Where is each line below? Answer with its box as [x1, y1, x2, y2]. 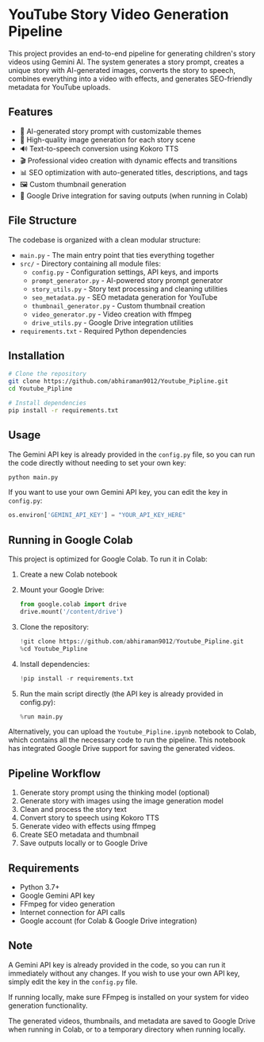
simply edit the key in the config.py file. [8, 977, 138, 986]
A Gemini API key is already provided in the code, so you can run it [8, 960, 226, 969]
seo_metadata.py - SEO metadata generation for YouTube [31, 292, 218, 302]
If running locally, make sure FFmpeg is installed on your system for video [8, 992, 250, 1002]
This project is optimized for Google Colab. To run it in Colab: [8, 554, 208, 564]
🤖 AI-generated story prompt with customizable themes [19, 126, 202, 136]
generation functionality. [8, 1001, 89, 1010]
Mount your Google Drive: [19, 585, 105, 595]
